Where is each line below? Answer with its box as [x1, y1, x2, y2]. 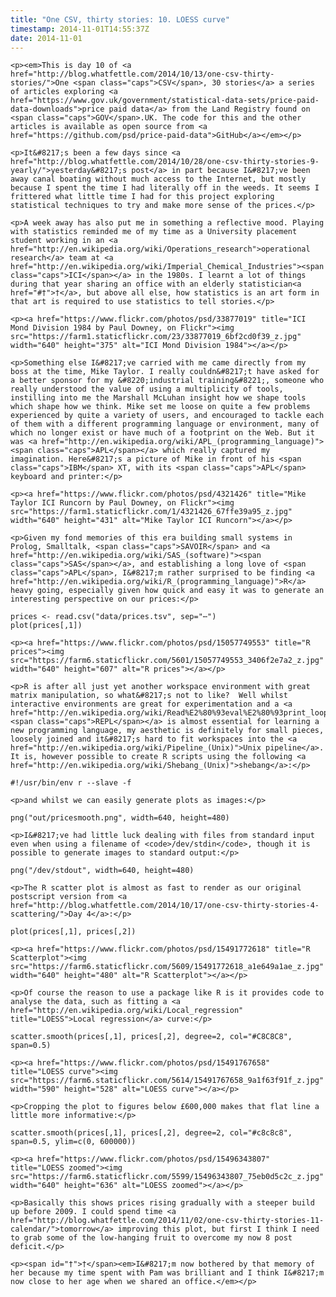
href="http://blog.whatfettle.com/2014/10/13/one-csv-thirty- [10, 69, 275, 80]
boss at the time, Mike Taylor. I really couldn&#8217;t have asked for [10, 367, 320, 377]
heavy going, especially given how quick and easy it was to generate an [10, 586, 325, 596]
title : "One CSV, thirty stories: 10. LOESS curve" [10, 14, 230, 25]
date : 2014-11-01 [10, 33, 83, 43]
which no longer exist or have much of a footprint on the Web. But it [10, 428, 315, 438]
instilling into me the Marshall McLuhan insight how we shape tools [10, 393, 307, 403]
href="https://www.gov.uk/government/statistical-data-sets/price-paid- [10, 96, 320, 106]
